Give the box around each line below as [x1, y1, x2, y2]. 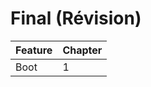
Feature [15, 43, 53, 57]
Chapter [62, 43, 103, 57]
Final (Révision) [10, 7, 142, 30]
